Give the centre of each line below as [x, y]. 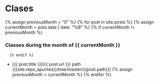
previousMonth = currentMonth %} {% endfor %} [62, 75]
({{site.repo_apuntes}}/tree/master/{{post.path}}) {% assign [72, 69]
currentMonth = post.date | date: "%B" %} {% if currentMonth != [70, 27]
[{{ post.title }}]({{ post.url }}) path [47, 64]
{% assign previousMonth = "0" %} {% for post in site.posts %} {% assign [80, 22]
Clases [19, 9]
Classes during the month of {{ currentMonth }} [63, 45]
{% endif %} [22, 55]
